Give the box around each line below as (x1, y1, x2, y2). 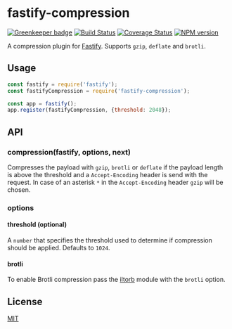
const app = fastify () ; (7, 100, 77, 107)
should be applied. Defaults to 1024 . (7, 244, 110, 252)
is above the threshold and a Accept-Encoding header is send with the (7, 170, 208, 179)
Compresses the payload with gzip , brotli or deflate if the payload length (7, 163, 224, 172)
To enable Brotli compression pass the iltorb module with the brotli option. (7, 276, 226, 284)
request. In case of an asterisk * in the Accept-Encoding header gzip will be (7, 178, 224, 186)
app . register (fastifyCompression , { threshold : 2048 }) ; (7, 107, 172, 114)
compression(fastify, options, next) (7, 147, 131, 157)
